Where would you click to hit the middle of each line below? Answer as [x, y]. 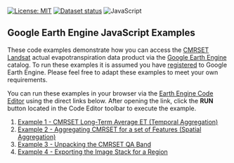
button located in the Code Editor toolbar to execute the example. [102, 108]
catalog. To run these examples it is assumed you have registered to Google [117, 65]
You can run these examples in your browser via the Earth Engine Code [110, 93]
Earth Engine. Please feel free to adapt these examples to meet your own [113, 72]
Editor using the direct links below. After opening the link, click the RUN [110, 100]
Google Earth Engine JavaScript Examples [101, 33]
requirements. [27, 79]
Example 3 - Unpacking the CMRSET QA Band [84, 144]
